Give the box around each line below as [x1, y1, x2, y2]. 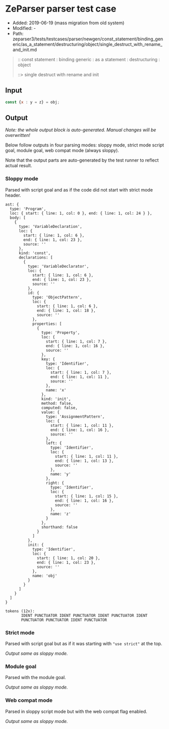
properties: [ [32, 321, 62, 326]
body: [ [10, 215, 26, 220]
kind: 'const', [18, 251, 51, 256]
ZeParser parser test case [5, 3, 117, 15]
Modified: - [12, 25, 36, 31]
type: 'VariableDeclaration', [18, 224, 82, 229]
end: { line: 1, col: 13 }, [54, 458, 114, 463]
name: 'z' [50, 511, 71, 516]
